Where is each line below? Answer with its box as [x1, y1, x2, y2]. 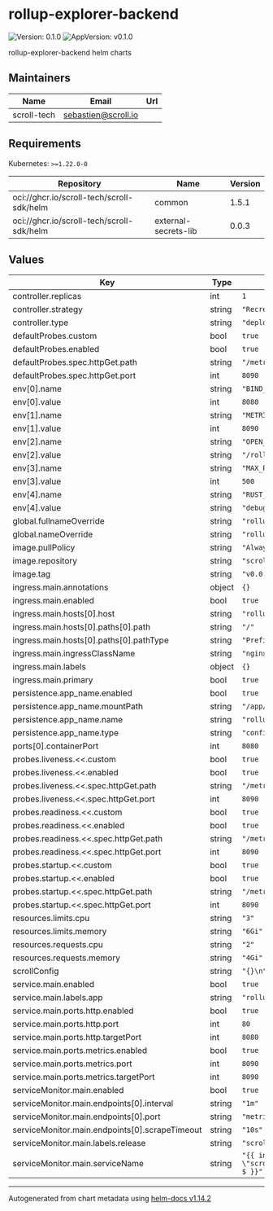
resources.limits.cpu [12, 913, 90, 924]
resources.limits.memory [12, 926, 107, 937]
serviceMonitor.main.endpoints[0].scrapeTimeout [12, 1125, 202, 1136]
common [154, 196, 188, 208]
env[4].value [12, 502, 62, 514]
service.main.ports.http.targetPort [12, 1032, 142, 1043]
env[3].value [12, 476, 62, 487]
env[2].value [12, 450, 62, 461]
